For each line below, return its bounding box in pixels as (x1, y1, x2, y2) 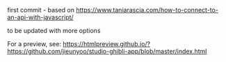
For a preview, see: (7, 40, 61, 48)
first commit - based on (7, 6, 75, 14)
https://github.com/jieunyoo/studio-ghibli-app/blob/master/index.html (7, 48, 207, 55)
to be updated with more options (7, 27, 101, 34)
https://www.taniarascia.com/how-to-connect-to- (76, 6, 219, 14)
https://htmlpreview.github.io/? (62, 40, 151, 48)
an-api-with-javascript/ (7, 13, 74, 21)
